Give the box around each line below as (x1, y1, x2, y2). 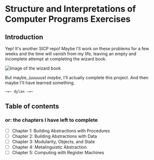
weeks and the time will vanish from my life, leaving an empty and (5, 51, 137, 57)
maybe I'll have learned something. (5, 80, 75, 86)
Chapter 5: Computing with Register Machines (12, 149, 105, 155)
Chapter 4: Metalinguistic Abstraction (12, 144, 87, 150)
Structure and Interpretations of (5, 3, 136, 15)
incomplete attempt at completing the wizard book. (5, 56, 107, 61)
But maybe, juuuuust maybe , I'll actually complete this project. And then (5, 75, 149, 80)
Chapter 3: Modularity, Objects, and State (12, 139, 95, 145)
